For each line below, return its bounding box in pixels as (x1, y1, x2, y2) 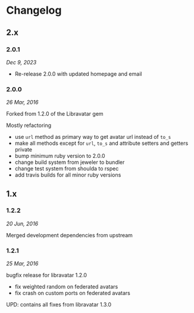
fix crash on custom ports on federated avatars (14, 290, 131, 297)
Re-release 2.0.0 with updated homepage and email (14, 70, 142, 78)
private (14, 146, 33, 153)
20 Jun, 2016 (6, 220, 39, 227)
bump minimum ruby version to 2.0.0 (14, 153, 105, 160)
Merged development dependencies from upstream (6, 231, 133, 238)
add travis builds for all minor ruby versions (14, 171, 121, 179)
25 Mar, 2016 (6, 260, 39, 267)
